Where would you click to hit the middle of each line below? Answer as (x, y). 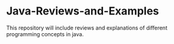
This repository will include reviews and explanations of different (87, 28)
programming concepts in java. (45, 34)
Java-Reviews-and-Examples (83, 11)
